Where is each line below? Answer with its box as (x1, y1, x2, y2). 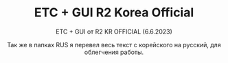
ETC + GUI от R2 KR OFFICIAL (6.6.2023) (56, 27, 172, 36)
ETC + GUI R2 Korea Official (34, 5, 194, 21)
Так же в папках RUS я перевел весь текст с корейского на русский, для (7, 40, 221, 49)
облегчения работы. (84, 48, 144, 56)
